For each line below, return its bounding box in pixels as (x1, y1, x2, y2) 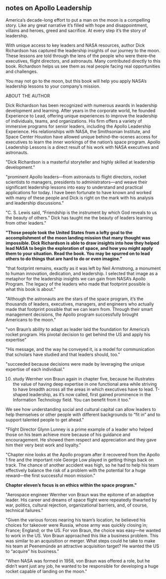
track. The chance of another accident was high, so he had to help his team (5, 462, 159, 468)
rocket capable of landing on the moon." (5, 568, 88, 574)
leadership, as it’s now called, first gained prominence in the (29, 391, 151, 397)
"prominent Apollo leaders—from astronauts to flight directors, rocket (5, 173, 147, 179)
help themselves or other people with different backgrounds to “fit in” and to (5, 411, 161, 417)
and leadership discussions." (5, 200, 65, 206)
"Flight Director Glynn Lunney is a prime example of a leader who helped (5, 426, 153, 432)
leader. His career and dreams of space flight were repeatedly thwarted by (5, 497, 157, 503)
